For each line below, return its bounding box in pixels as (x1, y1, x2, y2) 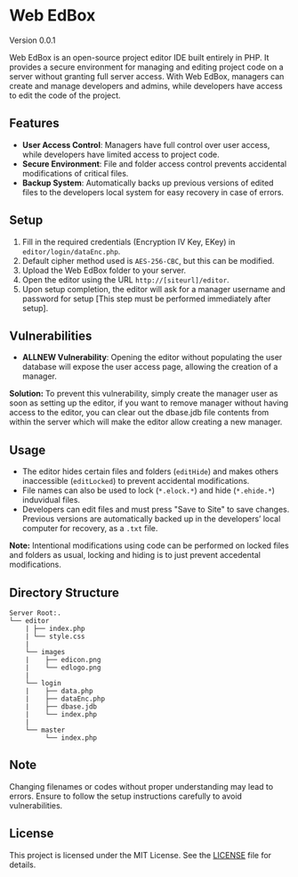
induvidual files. (21, 495, 81, 505)
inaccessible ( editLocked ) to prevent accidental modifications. (21, 476, 250, 487)
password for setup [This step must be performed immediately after (21, 293, 271, 304)
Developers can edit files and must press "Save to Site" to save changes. (21, 504, 290, 515)
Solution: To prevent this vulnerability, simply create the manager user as (9, 389, 278, 399)
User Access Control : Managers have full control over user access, (21, 139, 270, 150)
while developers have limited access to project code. (21, 149, 220, 160)
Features (9, 116, 60, 131)
